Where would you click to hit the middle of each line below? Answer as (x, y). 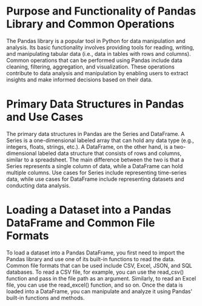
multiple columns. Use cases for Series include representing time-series (96, 172)
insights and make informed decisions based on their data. (79, 80)
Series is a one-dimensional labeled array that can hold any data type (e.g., (100, 140)
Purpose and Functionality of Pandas (101, 11)
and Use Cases (45, 117)
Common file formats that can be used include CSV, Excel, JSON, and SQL (99, 265)
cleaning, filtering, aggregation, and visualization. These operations (90, 66)
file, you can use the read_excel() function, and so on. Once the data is (95, 285)
